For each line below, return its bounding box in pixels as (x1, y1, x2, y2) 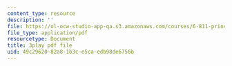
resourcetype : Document (7, 36, 76, 43)
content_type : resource (7, 10, 76, 17)
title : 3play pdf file (7, 42, 72, 49)
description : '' (7, 16, 54, 23)
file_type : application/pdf (7, 29, 88, 36)
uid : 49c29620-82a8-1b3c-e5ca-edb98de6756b (7, 49, 135, 56)
